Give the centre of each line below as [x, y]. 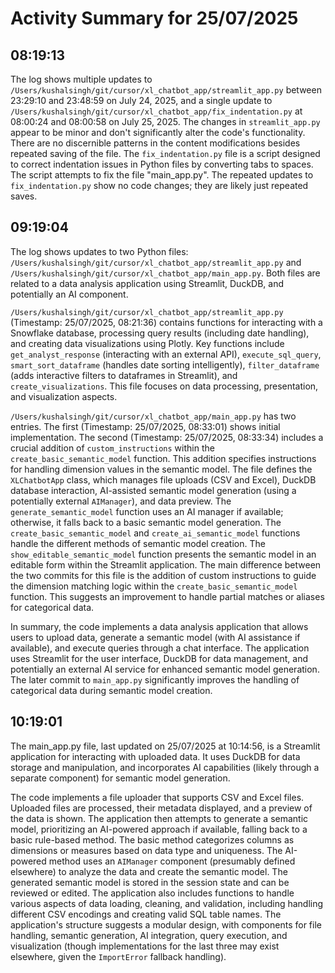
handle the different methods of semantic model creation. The [138, 543]
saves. [24, 196]
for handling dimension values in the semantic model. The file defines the [161, 469]
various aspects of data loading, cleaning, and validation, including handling [167, 903]
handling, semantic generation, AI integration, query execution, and [149, 935]
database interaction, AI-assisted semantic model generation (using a [153, 490]
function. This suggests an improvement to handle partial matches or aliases [167, 596]
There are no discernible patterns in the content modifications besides [155, 143]
